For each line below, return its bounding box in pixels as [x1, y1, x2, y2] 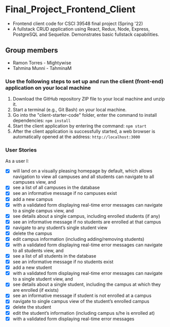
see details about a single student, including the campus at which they [12, 282, 161, 288]
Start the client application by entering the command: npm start [12, 123, 147, 129]
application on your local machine [5, 84, 91, 91]
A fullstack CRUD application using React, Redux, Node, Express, [12, 26, 150, 32]
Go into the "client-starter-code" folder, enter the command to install [12, 112, 157, 118]
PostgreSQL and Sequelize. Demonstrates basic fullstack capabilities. [12, 31, 159, 37]
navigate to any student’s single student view [12, 224, 108, 231]
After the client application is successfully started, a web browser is [12, 129, 156, 135]
